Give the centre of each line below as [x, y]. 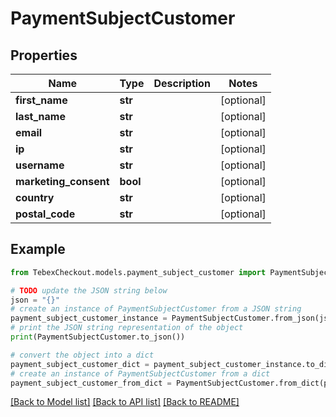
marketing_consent [62, 181]
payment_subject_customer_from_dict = [91, 383]
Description [182, 83]
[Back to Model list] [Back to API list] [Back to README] [125, 402]
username [40, 165]
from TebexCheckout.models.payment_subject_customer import [138, 272]
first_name [41, 100]
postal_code [45, 214]
